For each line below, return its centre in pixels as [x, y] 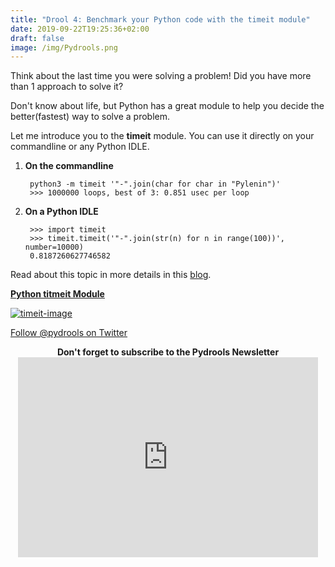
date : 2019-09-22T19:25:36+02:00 [80, 29]
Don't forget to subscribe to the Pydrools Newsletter [168, 352]
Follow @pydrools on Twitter [69, 333]
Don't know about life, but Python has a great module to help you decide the [167, 106]
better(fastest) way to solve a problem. [90, 117]
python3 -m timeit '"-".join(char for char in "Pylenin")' [155, 184]
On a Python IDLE [61, 212]
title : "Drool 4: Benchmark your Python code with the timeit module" [160, 19]
